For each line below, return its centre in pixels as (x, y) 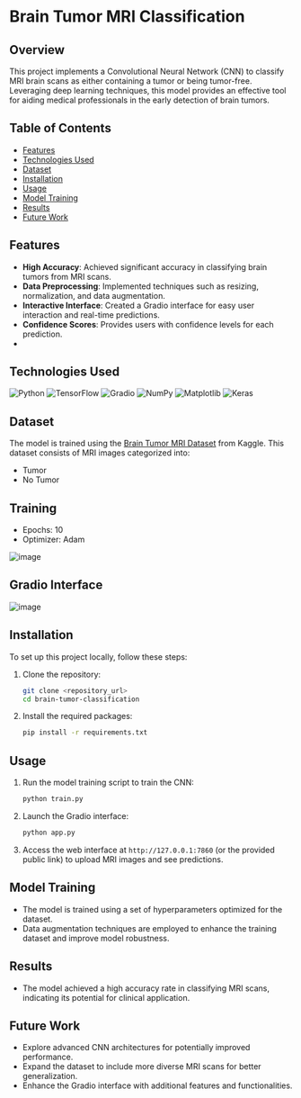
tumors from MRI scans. (67, 276)
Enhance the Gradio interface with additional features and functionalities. (157, 1085)
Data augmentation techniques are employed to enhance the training (149, 928)
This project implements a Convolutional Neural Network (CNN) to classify (147, 71)
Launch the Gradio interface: (75, 816)
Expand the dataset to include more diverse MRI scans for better (142, 1066)
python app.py (49, 832)
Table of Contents (61, 128)
